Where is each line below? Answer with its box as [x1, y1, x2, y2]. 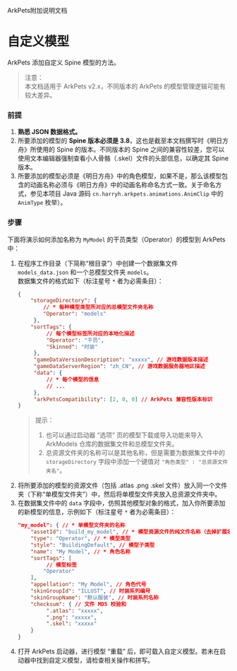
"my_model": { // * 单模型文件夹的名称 [17, 522, 126, 529]
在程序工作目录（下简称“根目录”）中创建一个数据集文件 [17, 259, 178, 267]
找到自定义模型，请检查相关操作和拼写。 [36, 656, 154, 665]
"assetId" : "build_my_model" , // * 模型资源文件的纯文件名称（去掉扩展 [30, 528, 228, 535]
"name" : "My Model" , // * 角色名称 [30, 548, 131, 555]
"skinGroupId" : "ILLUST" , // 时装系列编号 [30, 588, 151, 595]
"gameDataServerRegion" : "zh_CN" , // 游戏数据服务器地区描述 [33, 363, 206, 370]
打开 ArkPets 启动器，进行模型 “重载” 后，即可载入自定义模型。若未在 [17, 647, 220, 655]
